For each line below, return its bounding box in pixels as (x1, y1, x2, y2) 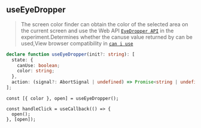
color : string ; (17, 68, 55, 74)
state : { (11, 57, 33, 63)
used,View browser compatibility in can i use (20, 39, 133, 47)
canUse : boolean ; (17, 62, 60, 68)
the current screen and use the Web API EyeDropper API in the (20, 27, 174, 34)
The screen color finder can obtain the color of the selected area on (20, 20, 188, 28)
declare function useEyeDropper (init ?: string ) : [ (6, 51, 135, 57)
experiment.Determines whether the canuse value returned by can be (20, 33, 193, 41)
